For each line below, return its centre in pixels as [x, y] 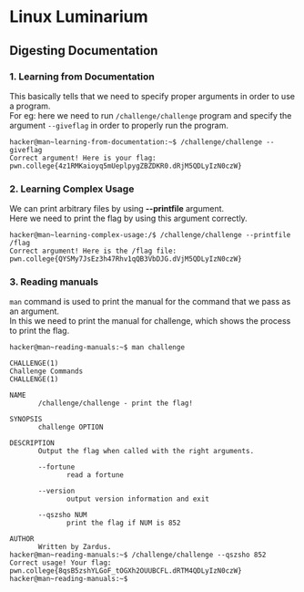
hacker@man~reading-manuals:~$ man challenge [97, 348]
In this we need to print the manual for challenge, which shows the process [150, 321]
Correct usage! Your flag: [61, 563]
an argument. [35, 311]
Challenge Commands [46, 371]
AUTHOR [22, 539]
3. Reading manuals [54, 282]
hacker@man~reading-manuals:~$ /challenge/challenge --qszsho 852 [138, 555]
